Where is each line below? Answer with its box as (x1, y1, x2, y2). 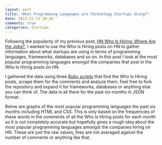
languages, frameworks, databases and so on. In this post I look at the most (5, 54, 158, 60)
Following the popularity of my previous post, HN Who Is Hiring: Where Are (5, 38, 156, 44)
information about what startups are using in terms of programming (5, 49, 141, 55)
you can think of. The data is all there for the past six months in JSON (5, 89, 145, 95)
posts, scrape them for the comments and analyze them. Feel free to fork (5, 79, 152, 85)
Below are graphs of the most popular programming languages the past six (5, 104, 156, 110)
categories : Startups (5, 25, 49, 30)
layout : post (5, 7, 32, 12)
